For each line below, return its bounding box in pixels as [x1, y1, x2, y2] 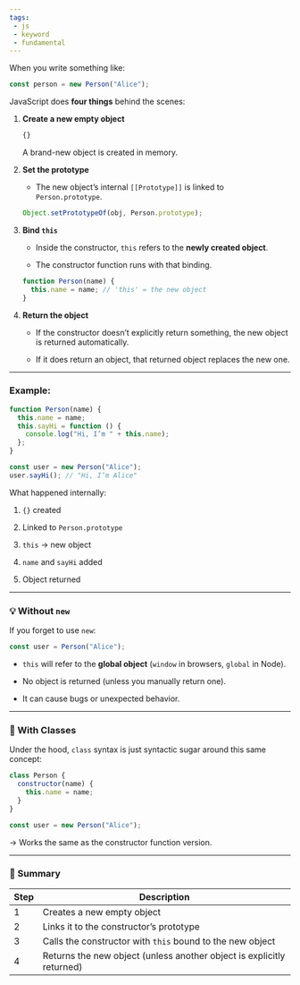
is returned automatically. [35, 337, 129, 347]
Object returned [21, 574, 81, 585]
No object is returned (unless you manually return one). [21, 675, 226, 686]
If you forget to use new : [9, 625, 96, 636]
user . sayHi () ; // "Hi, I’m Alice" [9, 471, 138, 480]
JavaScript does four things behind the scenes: [9, 96, 186, 107]
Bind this [21, 225, 58, 236]
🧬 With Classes [9, 724, 77, 736]
